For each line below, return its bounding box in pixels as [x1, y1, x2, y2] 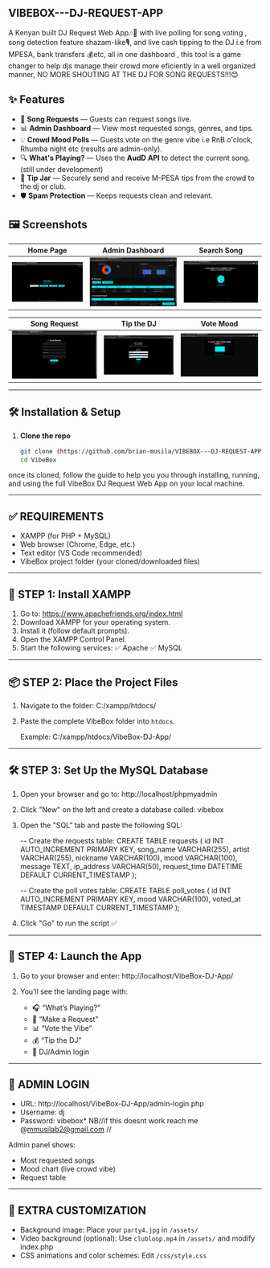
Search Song [198, 245, 243, 255]
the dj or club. [19, 181, 67, 191]
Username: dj [19, 1107, 65, 1117]
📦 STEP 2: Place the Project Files [8, 675, 178, 689]
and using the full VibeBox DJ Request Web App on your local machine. [8, 478, 245, 489]
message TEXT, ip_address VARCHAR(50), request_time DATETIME [19, 861, 243, 871]
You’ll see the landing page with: [19, 987, 129, 996]
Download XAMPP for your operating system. [19, 618, 171, 627]
